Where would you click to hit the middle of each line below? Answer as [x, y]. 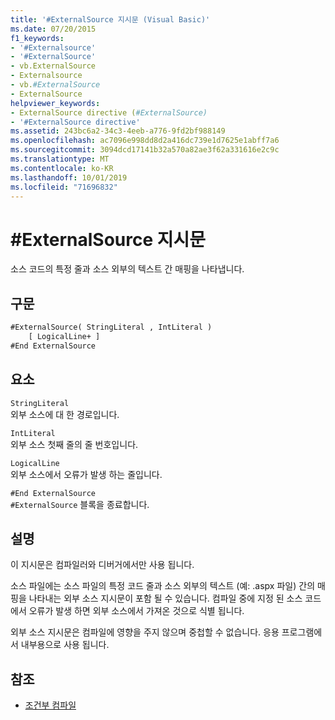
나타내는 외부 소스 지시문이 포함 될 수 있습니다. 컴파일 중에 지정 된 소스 [165, 598]
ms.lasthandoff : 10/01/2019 [69, 177]
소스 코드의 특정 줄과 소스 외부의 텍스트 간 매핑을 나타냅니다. [127, 269]
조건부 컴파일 [50, 705]
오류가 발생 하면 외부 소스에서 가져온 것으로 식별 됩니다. [136, 611]
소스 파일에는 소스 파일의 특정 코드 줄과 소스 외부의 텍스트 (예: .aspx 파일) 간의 [163, 586]
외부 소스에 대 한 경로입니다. [65, 414]
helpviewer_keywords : [55, 103]
